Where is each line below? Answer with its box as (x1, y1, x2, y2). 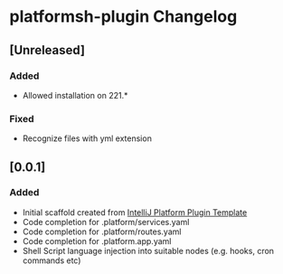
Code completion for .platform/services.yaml (22, 216, 190, 227)
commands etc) (22, 255, 81, 266)
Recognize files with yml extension (22, 133, 152, 144)
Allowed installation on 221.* (22, 90, 128, 100)
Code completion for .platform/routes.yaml (22, 226, 182, 237)
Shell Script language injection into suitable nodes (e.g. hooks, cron (22, 245, 274, 256)
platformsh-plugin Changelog (9, 6, 238, 27)
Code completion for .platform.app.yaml (22, 235, 172, 246)
